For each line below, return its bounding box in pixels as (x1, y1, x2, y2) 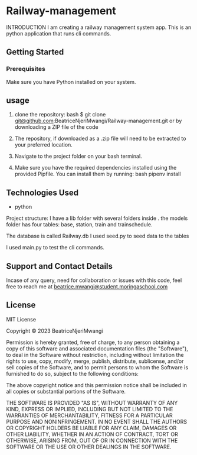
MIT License (6, 316, 37, 323)
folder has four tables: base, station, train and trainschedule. (6, 221, 153, 228)
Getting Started (6, 47, 64, 57)
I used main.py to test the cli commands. (6, 244, 104, 251)
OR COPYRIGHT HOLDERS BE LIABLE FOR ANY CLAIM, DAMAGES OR (6, 424, 177, 431)
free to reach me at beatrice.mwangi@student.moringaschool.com (6, 283, 168, 290)
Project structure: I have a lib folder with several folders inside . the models (6, 214, 188, 222)
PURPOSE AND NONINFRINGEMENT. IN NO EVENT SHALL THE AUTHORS (6, 418, 188, 425)
